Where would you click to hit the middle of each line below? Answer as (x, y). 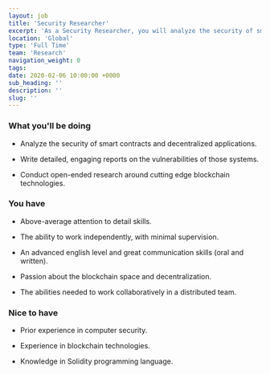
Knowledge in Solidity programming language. (96, 361)
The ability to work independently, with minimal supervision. (119, 237)
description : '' (35, 90)
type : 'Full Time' (39, 46)
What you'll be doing (49, 126)
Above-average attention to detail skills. (86, 221)
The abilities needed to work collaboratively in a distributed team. (128, 292)
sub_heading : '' (35, 83)
